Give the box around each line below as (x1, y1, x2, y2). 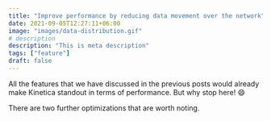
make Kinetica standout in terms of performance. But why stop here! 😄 (8, 87, 246, 97)
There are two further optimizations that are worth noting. (8, 102, 200, 113)
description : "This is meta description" (8, 42, 150, 50)
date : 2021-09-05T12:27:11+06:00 (8, 19, 121, 27)
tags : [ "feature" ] (8, 49, 70, 57)
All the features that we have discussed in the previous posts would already (8, 78, 260, 89)
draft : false (8, 57, 52, 65)
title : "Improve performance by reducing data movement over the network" (8, 11, 265, 20)
